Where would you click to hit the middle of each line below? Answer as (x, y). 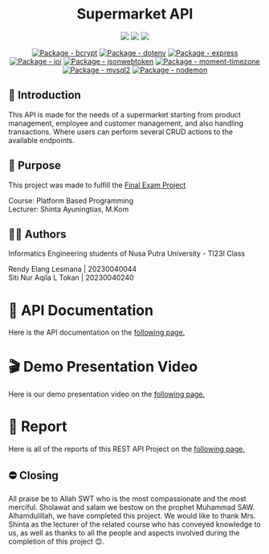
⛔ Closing (33, 475)
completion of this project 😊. (57, 541)
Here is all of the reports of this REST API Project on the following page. (126, 449)
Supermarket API (135, 14)
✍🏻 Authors (37, 234)
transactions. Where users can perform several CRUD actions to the (121, 131)
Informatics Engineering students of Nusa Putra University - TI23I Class (127, 253)
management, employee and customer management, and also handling (126, 123)
